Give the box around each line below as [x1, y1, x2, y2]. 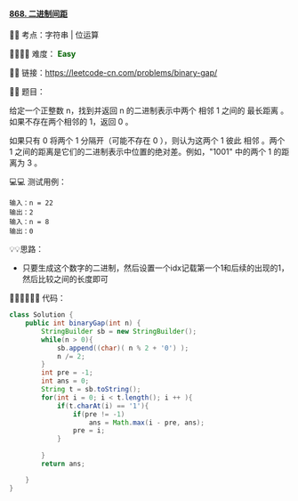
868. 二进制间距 [9, 8, 68, 19]
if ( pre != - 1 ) [72, 409, 125, 418]
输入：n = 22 [9, 198, 53, 208]
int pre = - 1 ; [41, 368, 93, 377]
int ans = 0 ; [41, 376, 90, 386]
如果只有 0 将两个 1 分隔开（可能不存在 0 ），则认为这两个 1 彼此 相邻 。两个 [9, 135, 286, 146]
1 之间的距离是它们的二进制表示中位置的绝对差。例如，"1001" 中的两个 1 [9, 147, 272, 158]
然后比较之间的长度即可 [21, 274, 109, 285]
